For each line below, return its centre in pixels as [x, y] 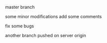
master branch [20, 7]
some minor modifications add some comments [53, 16]
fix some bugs [20, 26]
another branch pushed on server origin [46, 35]
